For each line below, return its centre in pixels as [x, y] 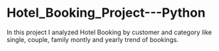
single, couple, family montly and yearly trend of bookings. [93, 39]
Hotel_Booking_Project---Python [106, 13]
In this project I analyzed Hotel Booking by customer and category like [109, 32]
